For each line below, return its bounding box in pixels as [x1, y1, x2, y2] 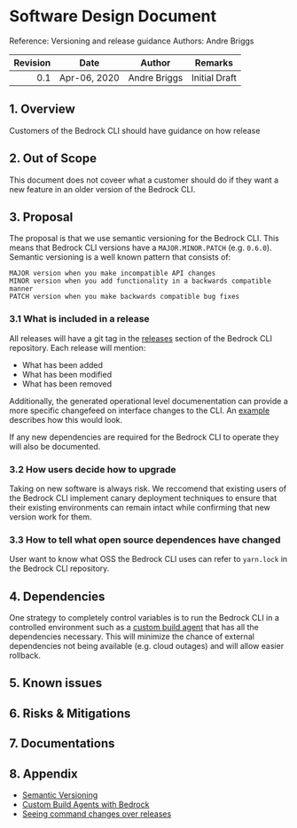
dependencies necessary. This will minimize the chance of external [9, 631, 255, 642]
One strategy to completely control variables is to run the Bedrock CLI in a [9, 613, 279, 623]
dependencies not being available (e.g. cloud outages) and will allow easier [9, 641, 285, 652]
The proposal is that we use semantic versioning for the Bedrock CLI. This [9, 233, 279, 244]
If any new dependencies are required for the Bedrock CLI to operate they [9, 432, 279, 442]
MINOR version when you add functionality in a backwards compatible [9, 277, 272, 285]
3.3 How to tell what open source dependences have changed [9, 534, 281, 546]
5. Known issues [9, 676, 103, 691]
